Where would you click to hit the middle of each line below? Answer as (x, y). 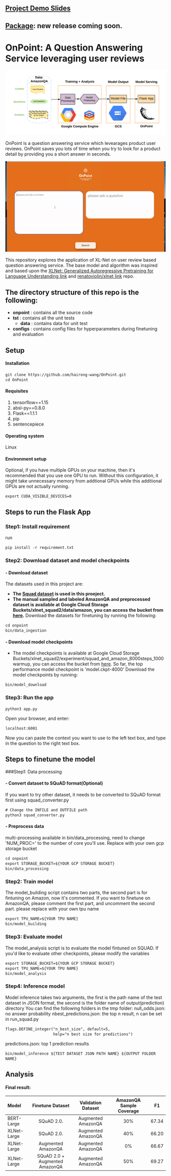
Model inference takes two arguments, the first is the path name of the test (84, 997)
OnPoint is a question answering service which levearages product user (81, 143)
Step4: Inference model (35, 986)
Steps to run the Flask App (48, 512)
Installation (17, 363)
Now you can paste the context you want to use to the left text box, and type (85, 738)
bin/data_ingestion (26, 631)
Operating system (25, 436)
